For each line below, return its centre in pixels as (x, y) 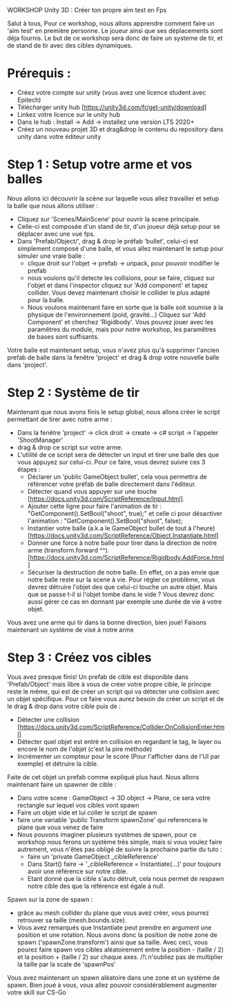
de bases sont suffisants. (63, 336)
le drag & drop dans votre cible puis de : (64, 706)
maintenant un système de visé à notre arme (70, 629)
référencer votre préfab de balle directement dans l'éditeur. (112, 484)
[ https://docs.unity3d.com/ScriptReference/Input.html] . (106, 499)
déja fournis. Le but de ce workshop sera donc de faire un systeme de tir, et (115, 38)
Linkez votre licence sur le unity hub (69, 114)
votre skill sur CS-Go (37, 992)
